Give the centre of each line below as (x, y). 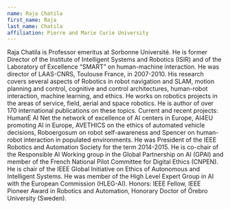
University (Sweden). (37, 198)
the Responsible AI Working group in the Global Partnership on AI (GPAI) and (115, 155)
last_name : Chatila (35, 26)
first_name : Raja (32, 20)
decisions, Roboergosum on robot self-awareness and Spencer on (101, 133)
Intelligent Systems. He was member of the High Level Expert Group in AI (111, 177)
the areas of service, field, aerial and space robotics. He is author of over (111, 103)
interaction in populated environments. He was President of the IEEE (120, 140)
